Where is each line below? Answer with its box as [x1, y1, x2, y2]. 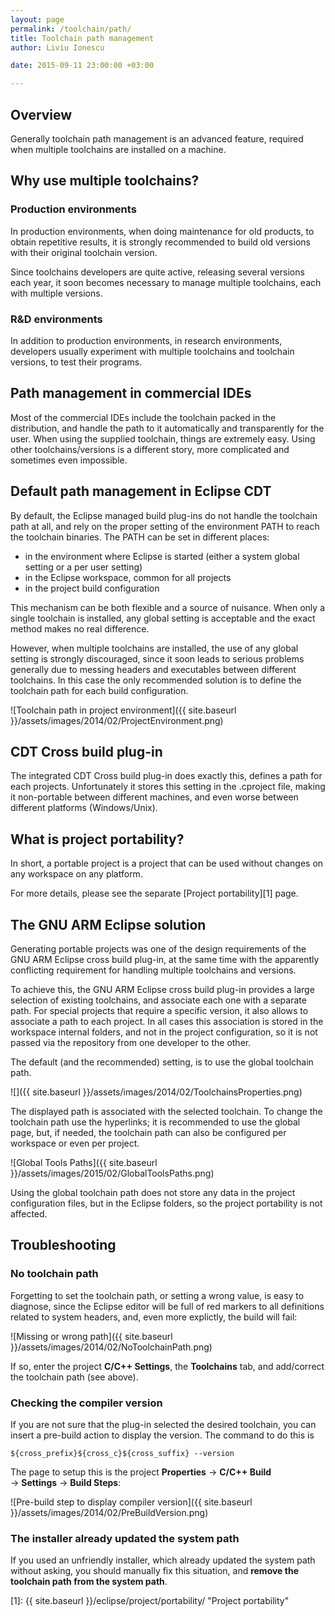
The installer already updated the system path [10, 1531, 240, 1545]
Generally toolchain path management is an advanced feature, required [10, 132, 304, 145]
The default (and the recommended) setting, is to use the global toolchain [10, 1056, 314, 1068]
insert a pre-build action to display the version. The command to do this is [10, 1429, 315, 1441]
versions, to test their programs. [10, 356, 143, 368]
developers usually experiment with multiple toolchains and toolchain [10, 345, 295, 357]
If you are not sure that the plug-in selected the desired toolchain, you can [10, 1418, 317, 1430]
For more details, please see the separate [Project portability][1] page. [10, 887, 299, 900]
